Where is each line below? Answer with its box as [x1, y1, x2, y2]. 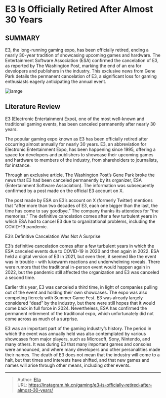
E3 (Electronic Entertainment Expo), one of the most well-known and [5, 116, 145, 122]
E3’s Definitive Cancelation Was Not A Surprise [5, 233, 101, 239]
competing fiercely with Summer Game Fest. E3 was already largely [5, 294, 143, 301]
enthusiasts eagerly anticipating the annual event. [5, 78, 107, 84]
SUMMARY [5, 34, 41, 42]
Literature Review [5, 103, 61, 111]
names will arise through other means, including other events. [5, 362, 131, 368]
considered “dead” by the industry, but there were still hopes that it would [5, 300, 156, 306]
